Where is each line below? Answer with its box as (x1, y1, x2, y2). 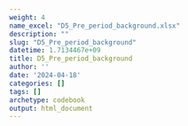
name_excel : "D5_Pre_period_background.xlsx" (9, 21, 180, 30)
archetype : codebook (9, 95, 86, 105)
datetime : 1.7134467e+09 (9, 46, 101, 55)
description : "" (9, 29, 69, 38)
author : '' (9, 63, 50, 72)
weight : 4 (9, 12, 46, 22)
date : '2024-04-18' (9, 71, 82, 80)
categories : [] (9, 79, 66, 88)
